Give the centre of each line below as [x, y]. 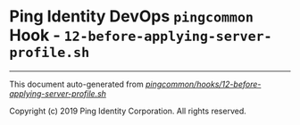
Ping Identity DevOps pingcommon [132, 17]
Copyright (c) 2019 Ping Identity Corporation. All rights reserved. [128, 111]
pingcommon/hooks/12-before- [204, 84]
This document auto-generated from [77, 84]
